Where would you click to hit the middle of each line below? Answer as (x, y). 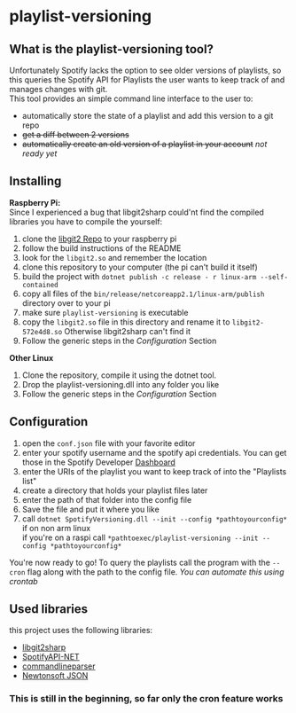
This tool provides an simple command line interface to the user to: (131, 98)
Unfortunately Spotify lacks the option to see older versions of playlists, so (145, 70)
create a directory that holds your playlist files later (115, 490)
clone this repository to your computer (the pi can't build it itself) (140, 267)
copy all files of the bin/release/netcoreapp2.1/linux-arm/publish (143, 294)
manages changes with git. (58, 89)
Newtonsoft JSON (55, 676)
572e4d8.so (42, 332)
